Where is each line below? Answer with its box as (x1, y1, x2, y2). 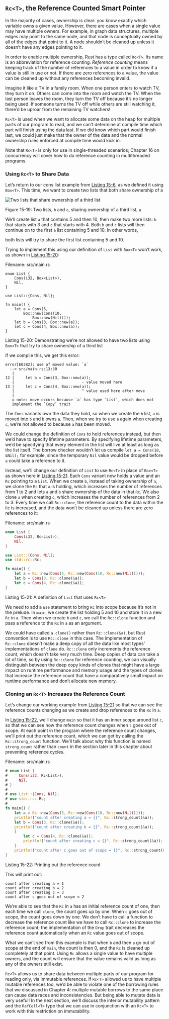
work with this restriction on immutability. (5, 1008, 91, 1014)
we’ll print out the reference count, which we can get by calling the (5, 733, 144, 739)
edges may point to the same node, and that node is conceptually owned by (5, 33, 162, 39)
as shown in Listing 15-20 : (5, 252, 59, 258)
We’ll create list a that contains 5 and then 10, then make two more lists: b (5, 216, 157, 223)
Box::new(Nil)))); (32, 315, 71, 321)
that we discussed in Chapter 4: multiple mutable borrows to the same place (5, 986, 163, 992)
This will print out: (5, 871, 43, 877)
